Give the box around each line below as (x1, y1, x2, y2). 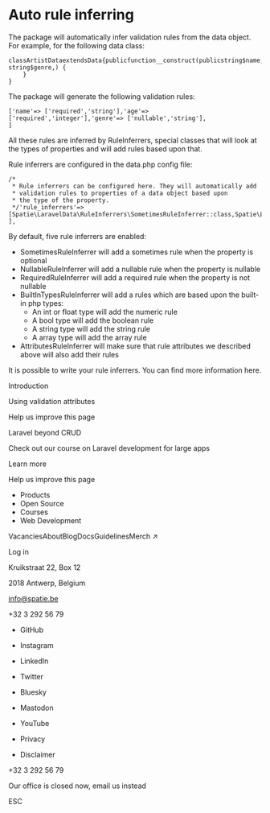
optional (19, 255, 47, 265)
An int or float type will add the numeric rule (31, 307, 178, 316)
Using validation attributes (8, 396, 96, 406)
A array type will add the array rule (31, 332, 147, 342)
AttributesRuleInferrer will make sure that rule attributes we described (19, 340, 252, 351)
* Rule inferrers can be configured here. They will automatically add (11, 182, 257, 190)
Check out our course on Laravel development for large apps (8, 443, 211, 452)
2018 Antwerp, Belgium (8, 578, 86, 588)
